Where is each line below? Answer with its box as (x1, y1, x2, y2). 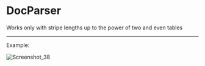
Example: (6, 41, 30, 49)
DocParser (6, 4, 62, 18)
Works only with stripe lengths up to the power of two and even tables (6, 24, 183, 31)
